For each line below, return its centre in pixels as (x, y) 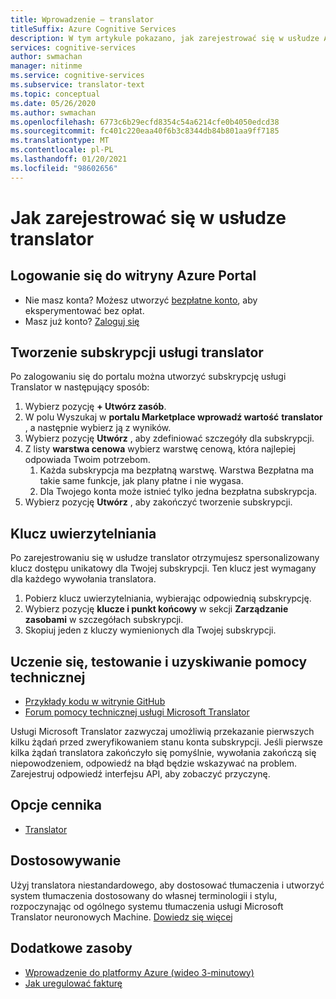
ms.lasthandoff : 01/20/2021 (69, 159)
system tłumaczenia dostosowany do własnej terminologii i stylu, (144, 895)
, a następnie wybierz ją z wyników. (98, 428)
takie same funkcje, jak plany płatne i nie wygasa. (141, 481)
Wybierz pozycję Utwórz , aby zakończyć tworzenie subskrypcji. (158, 502)
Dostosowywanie (66, 861)
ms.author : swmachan (53, 112)
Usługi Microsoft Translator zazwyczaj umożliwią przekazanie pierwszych (162, 732)
